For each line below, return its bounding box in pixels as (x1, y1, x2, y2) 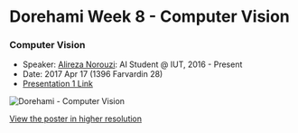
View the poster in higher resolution (9, 113, 143, 124)
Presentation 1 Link (22, 79, 93, 90)
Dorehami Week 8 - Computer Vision (9, 6, 291, 27)
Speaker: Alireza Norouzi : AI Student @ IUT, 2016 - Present (22, 59, 243, 70)
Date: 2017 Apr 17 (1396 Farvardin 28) (22, 69, 163, 80)
